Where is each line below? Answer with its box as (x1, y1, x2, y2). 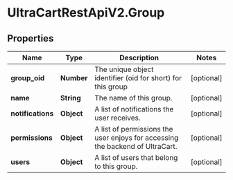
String (60, 93, 81, 102)
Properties (7, 33, 54, 44)
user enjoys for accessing (94, 133, 179, 143)
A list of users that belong (94, 153, 178, 162)
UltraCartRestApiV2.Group (7, 5, 165, 21)
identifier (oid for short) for (94, 73, 182, 82)
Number (60, 73, 88, 82)
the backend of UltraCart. (94, 142, 178, 151)
